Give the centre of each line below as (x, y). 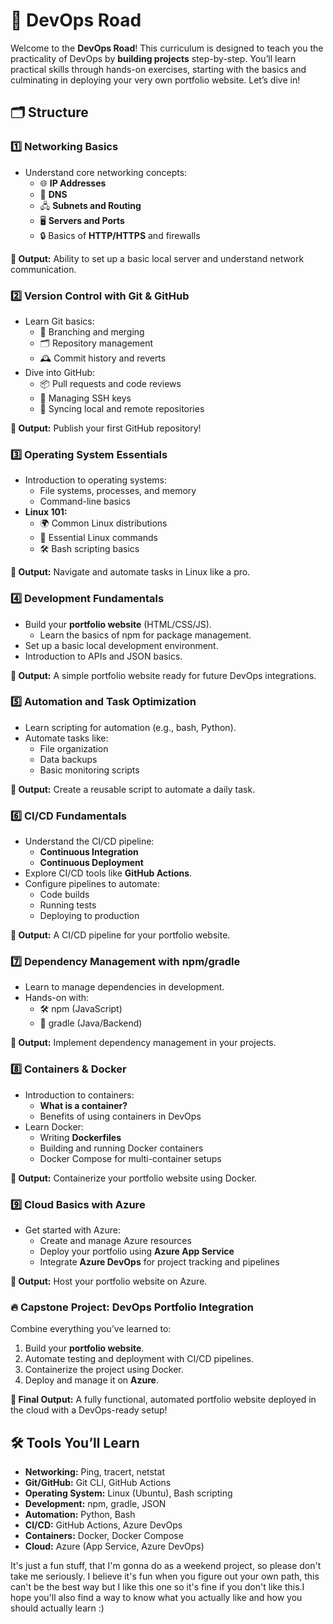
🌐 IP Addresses (73, 183)
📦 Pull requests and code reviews (110, 383)
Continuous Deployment (91, 863)
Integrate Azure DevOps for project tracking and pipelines (159, 1262)
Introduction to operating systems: (96, 480)
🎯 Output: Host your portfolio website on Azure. (109, 1281)
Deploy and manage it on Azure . (91, 1380)
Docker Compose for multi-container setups (130, 1158)
